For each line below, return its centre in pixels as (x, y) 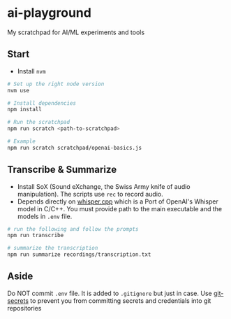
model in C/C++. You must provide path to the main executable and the (119, 208)
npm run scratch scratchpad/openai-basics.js (74, 148)
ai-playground (50, 13)
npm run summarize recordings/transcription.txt (79, 255)
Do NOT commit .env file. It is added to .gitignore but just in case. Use (110, 293)
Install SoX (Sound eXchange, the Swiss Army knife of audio (104, 186)
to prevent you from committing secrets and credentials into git (121, 300)
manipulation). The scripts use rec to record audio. (90, 194)
